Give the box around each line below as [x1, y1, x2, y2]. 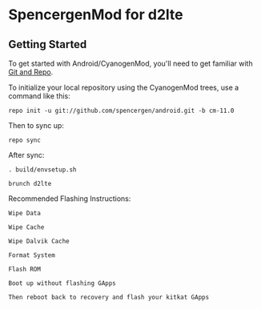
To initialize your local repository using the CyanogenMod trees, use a [8, 82, 239, 92]
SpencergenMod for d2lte [8, 6, 184, 24]
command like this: [8, 91, 70, 101]
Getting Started [8, 38, 87, 51]
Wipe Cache [8, 223, 45, 231]
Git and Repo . [8, 67, 54, 77]
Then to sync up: [8, 121, 64, 130]
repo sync [8, 136, 42, 144]
